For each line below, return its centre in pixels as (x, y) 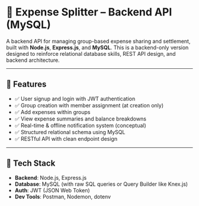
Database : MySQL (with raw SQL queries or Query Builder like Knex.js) (101, 184)
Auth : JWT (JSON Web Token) (52, 190)
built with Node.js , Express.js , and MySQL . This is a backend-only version (97, 47)
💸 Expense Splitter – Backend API (89, 12)
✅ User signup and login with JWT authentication (75, 99)
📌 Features (26, 85)
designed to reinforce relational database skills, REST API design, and (91, 53)
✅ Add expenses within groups (52, 112)
